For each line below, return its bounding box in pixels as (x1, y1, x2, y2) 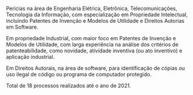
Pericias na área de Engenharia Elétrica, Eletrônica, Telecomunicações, (6, 5, 177, 12)
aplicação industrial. (6, 54, 55, 60)
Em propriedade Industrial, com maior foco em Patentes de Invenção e (6, 35, 177, 41)
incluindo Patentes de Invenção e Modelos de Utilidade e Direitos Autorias (6, 17, 185, 24)
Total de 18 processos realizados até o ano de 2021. (6, 82, 132, 89)
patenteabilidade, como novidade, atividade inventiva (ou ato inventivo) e (6, 47, 182, 54)
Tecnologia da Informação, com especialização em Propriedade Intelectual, (6, 11, 188, 18)
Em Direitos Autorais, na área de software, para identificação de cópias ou (6, 65, 185, 72)
